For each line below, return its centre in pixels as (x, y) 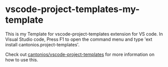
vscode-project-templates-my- (72, 9)
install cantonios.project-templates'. (42, 44)
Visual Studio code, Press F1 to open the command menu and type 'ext (79, 39)
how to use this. (22, 59)
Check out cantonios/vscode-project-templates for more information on (80, 54)
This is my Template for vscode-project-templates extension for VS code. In (84, 34)
